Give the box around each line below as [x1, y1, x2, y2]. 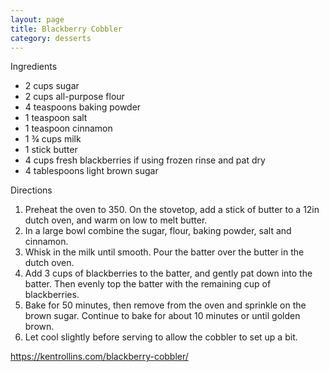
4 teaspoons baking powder [24, 101, 142, 113]
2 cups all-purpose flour [24, 91, 125, 103]
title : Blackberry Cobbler [10, 24, 123, 34]
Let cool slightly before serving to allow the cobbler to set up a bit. [24, 331, 298, 343]
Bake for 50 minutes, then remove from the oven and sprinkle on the [24, 299, 307, 311]
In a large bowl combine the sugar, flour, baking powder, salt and [24, 225, 292, 237]
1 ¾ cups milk [24, 133, 82, 145]
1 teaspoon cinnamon [24, 122, 113, 135]
